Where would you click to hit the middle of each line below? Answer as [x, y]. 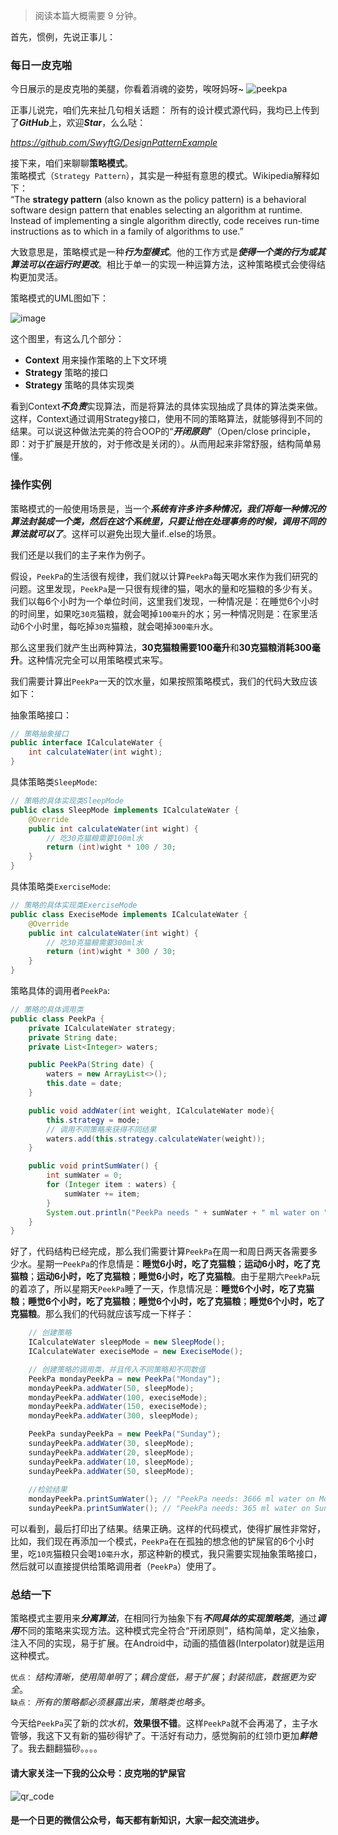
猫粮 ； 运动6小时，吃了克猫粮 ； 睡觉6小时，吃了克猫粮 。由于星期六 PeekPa [161, 1276]
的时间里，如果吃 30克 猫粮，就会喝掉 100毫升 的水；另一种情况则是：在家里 [160, 613]
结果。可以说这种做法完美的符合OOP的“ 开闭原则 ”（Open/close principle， [163, 431]
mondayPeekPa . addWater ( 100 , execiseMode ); [118, 1397]
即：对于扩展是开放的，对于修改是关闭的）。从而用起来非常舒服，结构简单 [161, 444]
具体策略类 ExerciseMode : [60, 886]
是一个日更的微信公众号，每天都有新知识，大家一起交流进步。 [137, 1820]
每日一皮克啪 [41, 65]
